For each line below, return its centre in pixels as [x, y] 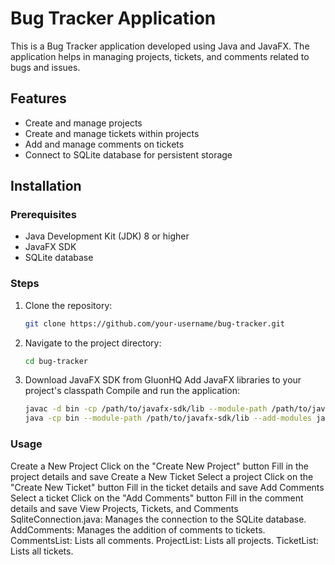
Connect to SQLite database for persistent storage [128, 154]
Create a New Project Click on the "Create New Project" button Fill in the [160, 466]
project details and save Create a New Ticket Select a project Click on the [162, 476]
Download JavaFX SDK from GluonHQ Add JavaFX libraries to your [163, 380]
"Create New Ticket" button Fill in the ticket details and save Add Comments [167, 487]
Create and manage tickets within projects [112, 133]
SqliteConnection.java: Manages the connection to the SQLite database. [158, 519]
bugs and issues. [45, 67]
